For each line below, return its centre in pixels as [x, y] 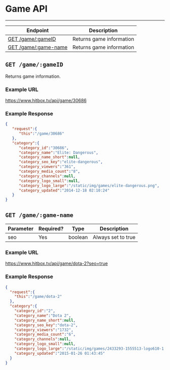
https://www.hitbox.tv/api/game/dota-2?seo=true [56, 264]
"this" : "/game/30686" [41, 134]
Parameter [21, 229]
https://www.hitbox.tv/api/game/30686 [46, 101]
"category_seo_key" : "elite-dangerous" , [60, 162]
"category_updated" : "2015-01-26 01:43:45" [60, 353]
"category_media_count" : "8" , [49, 172]
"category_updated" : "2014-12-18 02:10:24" [64, 190]
